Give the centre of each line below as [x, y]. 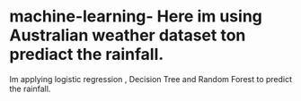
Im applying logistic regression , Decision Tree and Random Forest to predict [151, 79]
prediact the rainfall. [87, 55]
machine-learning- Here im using [136, 17]
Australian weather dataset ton [128, 35]
